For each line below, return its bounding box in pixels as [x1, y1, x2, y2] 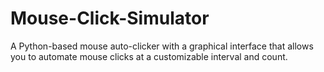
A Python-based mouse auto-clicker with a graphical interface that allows [10, 40, 314, 52]
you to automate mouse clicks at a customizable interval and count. [10, 50, 288, 62]
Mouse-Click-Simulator [10, 7, 210, 30]
